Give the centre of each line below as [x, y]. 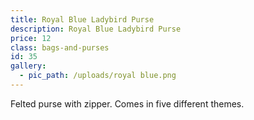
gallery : [28, 66]
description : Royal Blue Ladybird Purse [96, 29]
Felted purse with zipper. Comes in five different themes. [127, 103]
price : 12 [31, 38]
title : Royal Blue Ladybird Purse [82, 19]
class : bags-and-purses [60, 47]
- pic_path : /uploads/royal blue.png [98, 76]
